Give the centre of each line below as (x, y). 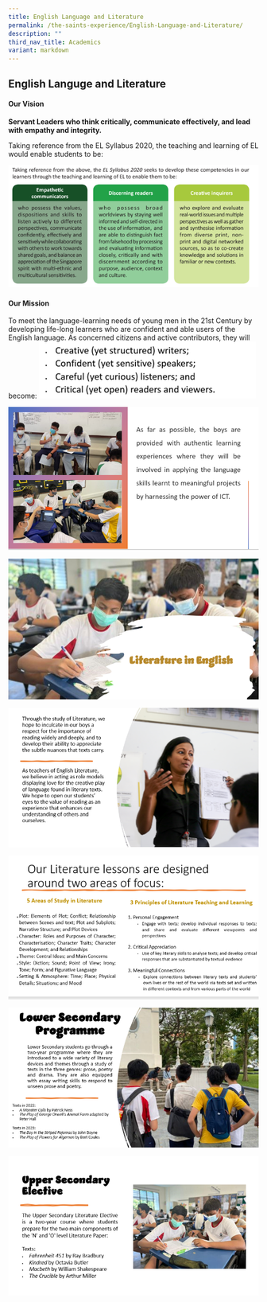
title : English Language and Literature (76, 17)
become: (23, 396)
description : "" (35, 33)
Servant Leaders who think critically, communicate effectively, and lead (130, 121)
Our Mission (29, 303)
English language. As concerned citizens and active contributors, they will (129, 337)
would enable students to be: (56, 154)
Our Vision (26, 104)
